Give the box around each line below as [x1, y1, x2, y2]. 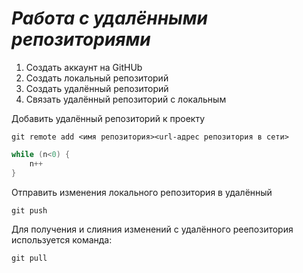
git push [11, 205, 48, 216]
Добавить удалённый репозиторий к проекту [11, 112, 206, 124]
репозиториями [11, 28, 151, 51]
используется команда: [11, 233, 113, 246]
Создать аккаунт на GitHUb [25, 61, 143, 73]
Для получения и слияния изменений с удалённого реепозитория [11, 223, 294, 235]
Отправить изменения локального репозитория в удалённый [11, 186, 273, 198]
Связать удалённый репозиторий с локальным [25, 93, 227, 105]
